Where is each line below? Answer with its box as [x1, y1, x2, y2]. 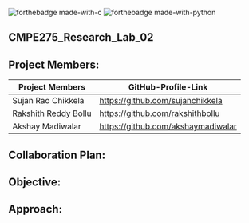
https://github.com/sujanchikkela [99, 95, 223, 106]
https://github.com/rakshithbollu [99, 108, 220, 119]
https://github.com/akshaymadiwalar [99, 121, 237, 132]
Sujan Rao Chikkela [12, 95, 85, 106]
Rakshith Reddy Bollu [12, 108, 92, 119]
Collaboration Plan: [8, 148, 106, 161]
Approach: [8, 202, 62, 216]
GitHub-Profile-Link [128, 82, 208, 93]
